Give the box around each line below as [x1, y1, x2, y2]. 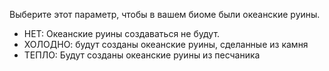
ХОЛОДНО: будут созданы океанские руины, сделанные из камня [23, 39, 309, 50]
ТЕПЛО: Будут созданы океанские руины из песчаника [23, 49, 261, 61]
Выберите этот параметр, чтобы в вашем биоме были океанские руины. [9, 9, 321, 20]
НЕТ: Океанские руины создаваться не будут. [23, 28, 221, 39]
